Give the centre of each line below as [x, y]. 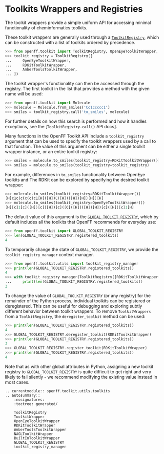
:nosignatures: [29, 400]
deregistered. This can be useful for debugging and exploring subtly [74, 306]
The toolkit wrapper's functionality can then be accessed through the [75, 84]
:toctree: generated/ [36, 404]
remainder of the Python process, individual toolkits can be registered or [78, 301]
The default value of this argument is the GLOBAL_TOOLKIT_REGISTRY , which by [82, 217]
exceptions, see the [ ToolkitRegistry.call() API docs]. [61, 126]
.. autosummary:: [23, 395]
